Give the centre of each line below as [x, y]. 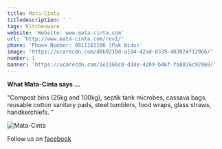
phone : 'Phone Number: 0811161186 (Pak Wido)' [75, 45]
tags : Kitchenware [33, 26]
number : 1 [21, 58]
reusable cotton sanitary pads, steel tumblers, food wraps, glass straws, [109, 104]
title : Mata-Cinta [33, 13]
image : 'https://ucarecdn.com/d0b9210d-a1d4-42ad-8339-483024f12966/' [110, 52]
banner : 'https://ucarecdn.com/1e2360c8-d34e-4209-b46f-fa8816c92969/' [112, 65]
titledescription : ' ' [40, 20]
